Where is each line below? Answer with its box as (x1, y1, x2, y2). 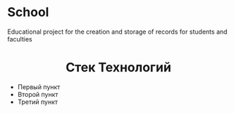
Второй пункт (17, 90, 58, 98)
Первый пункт (17, 82, 61, 91)
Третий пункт (17, 98, 58, 106)
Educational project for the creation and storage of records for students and (7, 27, 228, 36)
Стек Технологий (66, 60, 171, 76)
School (7, 4, 49, 20)
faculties (7, 34, 33, 43)
